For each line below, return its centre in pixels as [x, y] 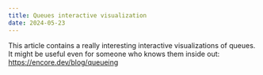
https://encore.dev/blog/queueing [63, 62]
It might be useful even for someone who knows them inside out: [114, 54]
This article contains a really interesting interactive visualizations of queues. [132, 45]
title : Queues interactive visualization [78, 15]
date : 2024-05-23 [37, 23]
